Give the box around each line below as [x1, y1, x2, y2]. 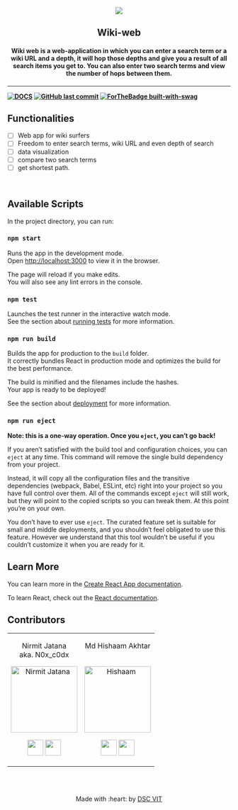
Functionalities [7, 112, 74, 124]
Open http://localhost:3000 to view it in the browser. [7, 256, 160, 265]
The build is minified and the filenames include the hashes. [7, 378, 179, 386]
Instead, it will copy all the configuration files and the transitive [7, 473, 190, 482]
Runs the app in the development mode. [7, 249, 124, 257]
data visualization [17, 147, 69, 156]
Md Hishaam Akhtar [84, 641, 151, 651]
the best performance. [7, 364, 73, 373]
